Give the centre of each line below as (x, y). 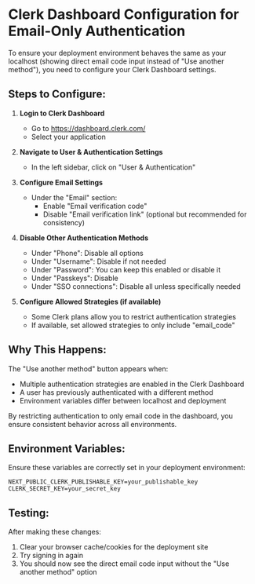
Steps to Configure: (57, 95)
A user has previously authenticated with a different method (116, 392)
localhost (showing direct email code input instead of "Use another (117, 61)
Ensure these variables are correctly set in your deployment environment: (127, 468)
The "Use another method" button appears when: (88, 369)
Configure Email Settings (61, 182)
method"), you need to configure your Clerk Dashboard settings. (113, 69)
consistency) (64, 222)
